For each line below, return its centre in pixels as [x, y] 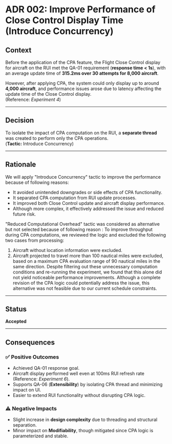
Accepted [16, 322]
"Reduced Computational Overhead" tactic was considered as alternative [83, 224]
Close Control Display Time [64, 20]
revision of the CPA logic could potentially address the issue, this [81, 283]
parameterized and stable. [40, 436]
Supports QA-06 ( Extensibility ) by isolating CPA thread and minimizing [88, 385]
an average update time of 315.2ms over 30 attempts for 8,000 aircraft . [82, 73]
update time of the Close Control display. [48, 94]
